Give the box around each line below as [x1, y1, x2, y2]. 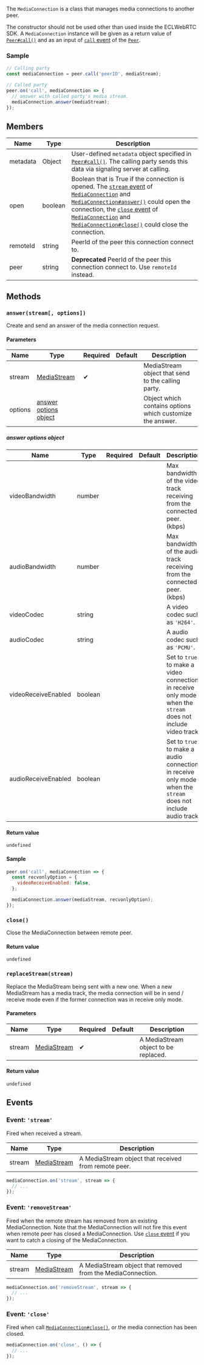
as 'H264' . [166, 618, 195, 627]
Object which [143, 394, 182, 403]
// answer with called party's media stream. [12, 93, 129, 99]
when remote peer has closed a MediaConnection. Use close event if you [6, 1230, 190, 1237]
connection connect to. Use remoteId [71, 263, 177, 271]
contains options [143, 401, 191, 410]
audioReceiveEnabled [9, 775, 72, 783]
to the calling [143, 377, 180, 385]
